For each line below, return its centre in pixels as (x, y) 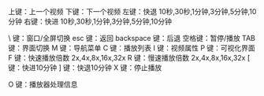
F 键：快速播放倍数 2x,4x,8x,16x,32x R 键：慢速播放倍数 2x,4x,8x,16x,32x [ (129, 58)
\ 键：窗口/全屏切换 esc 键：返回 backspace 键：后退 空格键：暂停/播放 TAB (132, 38)
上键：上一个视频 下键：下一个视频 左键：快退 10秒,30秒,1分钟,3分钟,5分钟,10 (132, 11)
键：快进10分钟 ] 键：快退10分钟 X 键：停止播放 (85, 68)
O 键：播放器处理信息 (43, 84)
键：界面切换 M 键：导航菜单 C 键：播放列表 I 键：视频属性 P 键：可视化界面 (132, 48)
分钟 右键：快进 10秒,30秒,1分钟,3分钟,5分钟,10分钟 (90, 21)
